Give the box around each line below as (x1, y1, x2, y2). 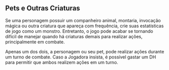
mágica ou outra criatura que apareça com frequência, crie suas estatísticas (5, 23, 164, 29)
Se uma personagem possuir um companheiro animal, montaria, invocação (5, 17, 161, 23)
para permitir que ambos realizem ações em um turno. (5, 59, 119, 65)
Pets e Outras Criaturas (5, 4, 80, 13)
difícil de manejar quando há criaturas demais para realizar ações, (5, 33, 143, 39)
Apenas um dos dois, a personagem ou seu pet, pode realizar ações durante (5, 48, 164, 54)
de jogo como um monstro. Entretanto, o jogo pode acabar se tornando (5, 28, 153, 34)
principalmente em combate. (5, 39, 65, 45)
